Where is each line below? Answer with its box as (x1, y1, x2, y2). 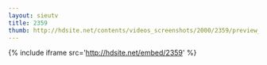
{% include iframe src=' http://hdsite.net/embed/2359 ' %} (8, 48, 197, 58)
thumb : (8, 26, 30, 34)
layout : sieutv (8, 11, 59, 20)
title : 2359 (8, 19, 48, 27)
